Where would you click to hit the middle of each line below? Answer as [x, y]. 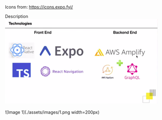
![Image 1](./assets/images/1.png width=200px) [52, 112]
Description [16, 16]
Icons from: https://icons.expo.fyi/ [39, 7]
